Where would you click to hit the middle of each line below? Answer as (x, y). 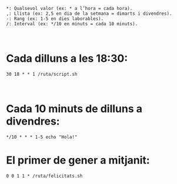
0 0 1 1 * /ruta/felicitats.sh (44, 176)
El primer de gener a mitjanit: (78, 160)
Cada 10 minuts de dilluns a (74, 109)
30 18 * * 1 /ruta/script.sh (42, 74)
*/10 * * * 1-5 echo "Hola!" (42, 137)
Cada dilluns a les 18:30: (67, 58)
